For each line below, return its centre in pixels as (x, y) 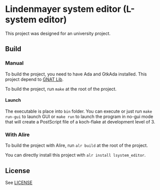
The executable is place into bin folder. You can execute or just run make (79, 111)
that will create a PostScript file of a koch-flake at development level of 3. (80, 122)
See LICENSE (19, 183)
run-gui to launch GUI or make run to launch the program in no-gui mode (79, 116)
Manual (14, 63)
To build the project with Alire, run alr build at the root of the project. (77, 145)
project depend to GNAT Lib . (34, 79)
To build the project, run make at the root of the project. (61, 89)
